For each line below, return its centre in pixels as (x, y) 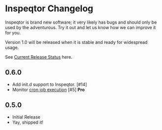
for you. (13, 32)
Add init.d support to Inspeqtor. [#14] (50, 84)
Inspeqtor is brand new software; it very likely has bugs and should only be (81, 22)
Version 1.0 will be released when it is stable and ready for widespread (76, 42)
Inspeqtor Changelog (49, 9)
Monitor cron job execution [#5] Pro (48, 90)
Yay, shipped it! (28, 122)
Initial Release (26, 117)
